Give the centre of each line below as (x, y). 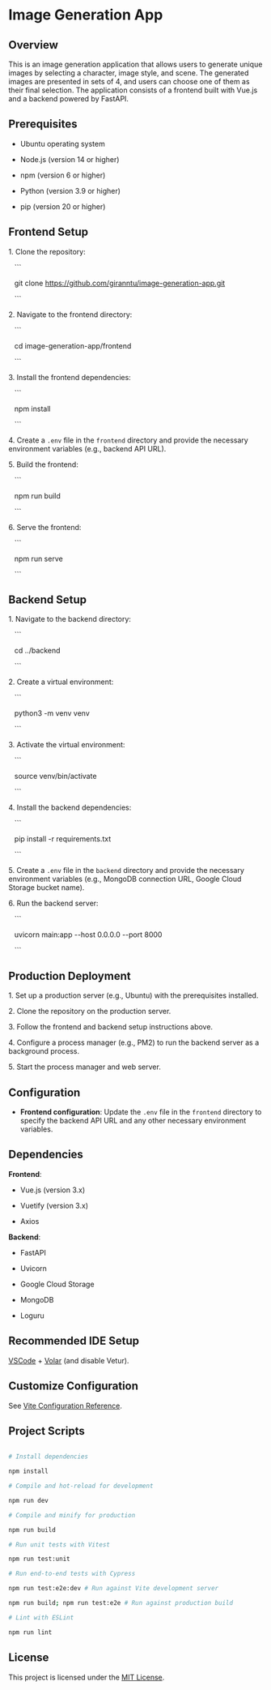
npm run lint (30, 1632)
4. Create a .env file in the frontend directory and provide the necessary (128, 440)
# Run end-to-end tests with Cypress (72, 1574)
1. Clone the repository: (47, 251)
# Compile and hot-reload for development (81, 1486)
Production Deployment (70, 975)
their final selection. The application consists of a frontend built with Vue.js (133, 90)
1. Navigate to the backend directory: (70, 619)
